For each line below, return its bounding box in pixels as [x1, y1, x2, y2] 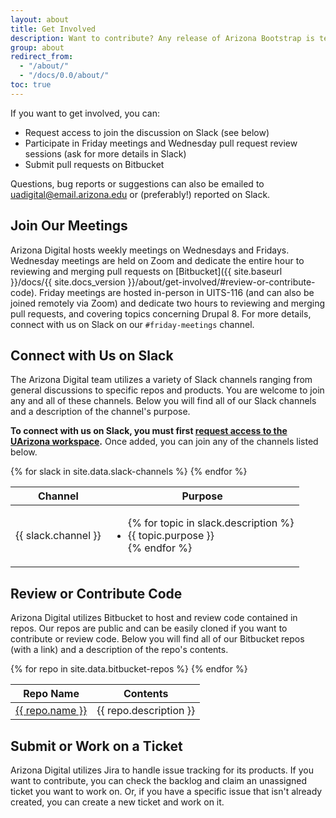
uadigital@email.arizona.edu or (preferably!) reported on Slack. [10, 188, 271, 200]
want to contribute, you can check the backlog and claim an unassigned [10, 775, 308, 786]
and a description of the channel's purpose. [10, 406, 191, 418]
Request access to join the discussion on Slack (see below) [24, 126, 270, 138]
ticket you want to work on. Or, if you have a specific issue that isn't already [10, 786, 323, 797]
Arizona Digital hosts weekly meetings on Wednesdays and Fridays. [10, 244, 290, 256]
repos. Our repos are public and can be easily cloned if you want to [10, 622, 288, 635]
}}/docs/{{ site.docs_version [10, 276, 126, 288]
